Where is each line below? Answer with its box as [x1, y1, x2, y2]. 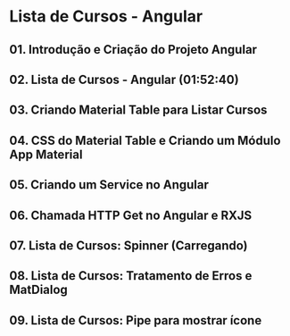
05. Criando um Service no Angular [9, 177, 210, 193]
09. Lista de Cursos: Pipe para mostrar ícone [9, 313, 262, 328]
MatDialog [9, 282, 69, 298]
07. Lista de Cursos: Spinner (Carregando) [9, 238, 248, 253]
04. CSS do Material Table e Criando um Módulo [9, 132, 281, 148]
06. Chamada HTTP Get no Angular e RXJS [9, 207, 253, 223]
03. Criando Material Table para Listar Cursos [9, 103, 268, 118]
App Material [9, 147, 83, 162]
